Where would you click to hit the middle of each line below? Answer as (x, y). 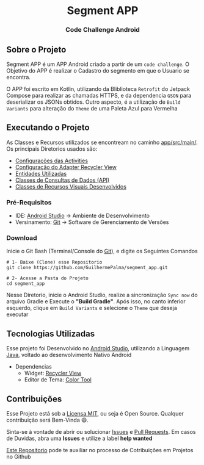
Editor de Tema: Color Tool (58, 380)
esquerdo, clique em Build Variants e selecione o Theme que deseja (92, 308)
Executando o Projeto (48, 128)
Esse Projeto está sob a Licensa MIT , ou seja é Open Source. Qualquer (95, 413)
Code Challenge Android (103, 30)
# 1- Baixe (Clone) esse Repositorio (54, 262)
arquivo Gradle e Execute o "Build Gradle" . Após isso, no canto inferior (96, 301)
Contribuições (34, 399)
